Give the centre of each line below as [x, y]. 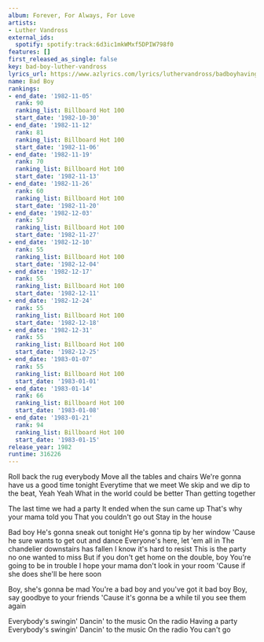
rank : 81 [29, 132]
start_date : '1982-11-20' [58, 205]
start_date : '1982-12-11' [58, 293]
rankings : [24, 89]
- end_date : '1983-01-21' [50, 418]
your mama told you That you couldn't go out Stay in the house [110, 517]
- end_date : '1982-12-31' [50, 330]
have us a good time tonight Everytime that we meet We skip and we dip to [129, 485]
